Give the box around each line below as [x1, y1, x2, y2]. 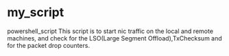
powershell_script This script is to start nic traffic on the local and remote [7, 27, 214, 35]
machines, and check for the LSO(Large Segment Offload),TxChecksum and [7, 34, 223, 42]
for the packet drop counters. [7, 41, 91, 49]
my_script [7, 5, 64, 20]
